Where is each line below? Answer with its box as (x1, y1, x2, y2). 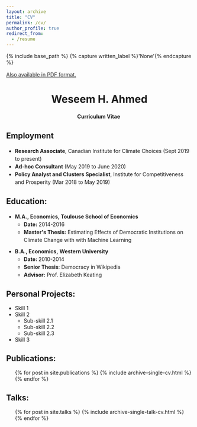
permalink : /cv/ (6, 20, 46, 26)
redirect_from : (6, 31, 44, 37)
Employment (6, 131, 54, 141)
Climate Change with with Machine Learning (23, 236, 132, 243)
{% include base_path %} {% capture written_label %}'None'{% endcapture (6, 53, 192, 59)
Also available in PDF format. (6, 71, 77, 78)
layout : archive (6, 8, 46, 15)
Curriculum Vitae (77, 113, 120, 120)
